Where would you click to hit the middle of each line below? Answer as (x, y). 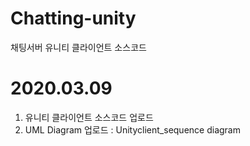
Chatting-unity (73, 18)
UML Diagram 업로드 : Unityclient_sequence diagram (132, 129)
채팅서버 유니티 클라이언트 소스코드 (78, 47)
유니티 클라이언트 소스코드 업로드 (89, 117)
